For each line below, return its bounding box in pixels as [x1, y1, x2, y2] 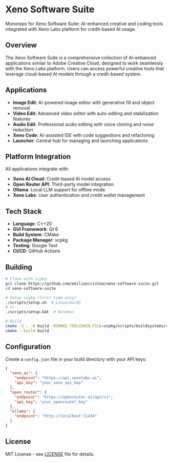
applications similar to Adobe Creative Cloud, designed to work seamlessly [5, 60, 163, 66]
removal [12, 105, 30, 111]
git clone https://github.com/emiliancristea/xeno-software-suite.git [5, 281, 159, 286]
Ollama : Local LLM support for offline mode [12, 187, 105, 193]
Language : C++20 [12, 220, 52, 227]
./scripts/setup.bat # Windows [5, 309, 74, 315]
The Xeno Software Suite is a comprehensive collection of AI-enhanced [5, 54, 156, 61]
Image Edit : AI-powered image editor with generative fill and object [12, 99, 155, 106]
